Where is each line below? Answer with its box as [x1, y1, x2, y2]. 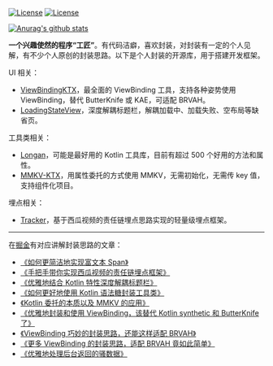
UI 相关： [8, 68, 40, 77]
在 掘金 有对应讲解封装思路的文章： [8, 240, 123, 250]
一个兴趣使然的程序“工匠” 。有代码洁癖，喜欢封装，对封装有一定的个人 [8, 41, 245, 50]
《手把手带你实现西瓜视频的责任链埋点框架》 [19, 268, 171, 277]
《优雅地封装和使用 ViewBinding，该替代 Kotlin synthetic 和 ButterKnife [19, 308, 260, 317]
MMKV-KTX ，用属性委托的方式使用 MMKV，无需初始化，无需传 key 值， [19, 171, 265, 180]
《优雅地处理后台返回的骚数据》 [19, 349, 128, 358]
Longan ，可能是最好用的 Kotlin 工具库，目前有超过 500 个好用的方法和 [19, 150, 257, 159]
